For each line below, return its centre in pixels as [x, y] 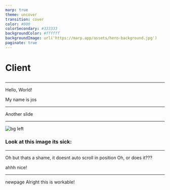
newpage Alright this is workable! [40, 182]
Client [18, 67]
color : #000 [18, 24]
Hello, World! [19, 90]
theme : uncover [21, 15]
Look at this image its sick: [39, 142]
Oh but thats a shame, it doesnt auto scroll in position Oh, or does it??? [79, 158]
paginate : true [21, 43]
